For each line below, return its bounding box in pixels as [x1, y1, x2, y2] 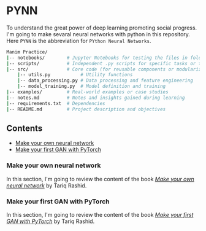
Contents [6, 123, 43, 133]
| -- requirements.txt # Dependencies [6, 100, 105, 106]
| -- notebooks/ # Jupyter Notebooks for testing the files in [6, 55, 188, 61]
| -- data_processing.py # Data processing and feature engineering [17, 77, 193, 84]
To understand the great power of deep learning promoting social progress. [6, 24, 197, 31]
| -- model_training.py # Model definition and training [17, 84, 166, 90]
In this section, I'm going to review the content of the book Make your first [6, 211, 194, 218]
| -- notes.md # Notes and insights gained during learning [6, 95, 185, 101]
